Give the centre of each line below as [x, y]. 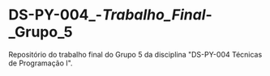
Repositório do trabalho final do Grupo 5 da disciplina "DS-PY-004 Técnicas [135, 54]
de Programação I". [41, 63]
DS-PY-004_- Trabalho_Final [107, 15]
